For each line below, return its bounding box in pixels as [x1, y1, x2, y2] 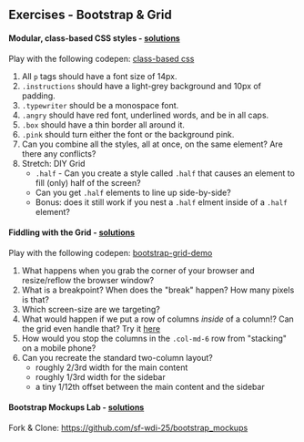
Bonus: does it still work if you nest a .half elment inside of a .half [35, 196, 288, 208]
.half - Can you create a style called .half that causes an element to [35, 168, 295, 179]
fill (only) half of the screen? [35, 177, 142, 188]
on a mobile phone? [21, 342, 96, 354]
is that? [21, 293, 49, 304]
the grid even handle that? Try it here [21, 323, 161, 334]
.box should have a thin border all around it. [21, 118, 186, 130]
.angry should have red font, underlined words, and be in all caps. [21, 109, 269, 120]
